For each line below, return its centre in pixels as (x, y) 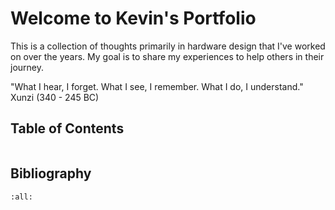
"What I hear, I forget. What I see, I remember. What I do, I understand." (157, 86)
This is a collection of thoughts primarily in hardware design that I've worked (168, 46)
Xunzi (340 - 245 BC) (55, 97)
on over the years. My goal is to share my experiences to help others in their (167, 56)
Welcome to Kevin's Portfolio (133, 18)
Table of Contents (67, 128)
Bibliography (51, 173)
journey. (27, 67)
